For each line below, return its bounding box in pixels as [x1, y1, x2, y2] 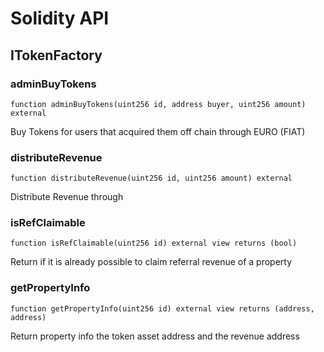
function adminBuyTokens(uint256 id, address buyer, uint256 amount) [10, 99, 307, 109]
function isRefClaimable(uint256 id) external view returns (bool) [10, 238, 298, 249]
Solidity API [10, 7, 110, 30]
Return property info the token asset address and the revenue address [10, 330, 300, 342]
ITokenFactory [10, 47, 103, 64]
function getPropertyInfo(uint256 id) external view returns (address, [10, 303, 315, 314]
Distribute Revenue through [10, 191, 124, 203]
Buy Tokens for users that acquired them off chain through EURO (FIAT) [10, 125, 306, 137]
